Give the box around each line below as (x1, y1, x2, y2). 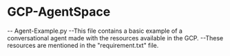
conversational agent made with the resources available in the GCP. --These (7, 33, 224, 42)
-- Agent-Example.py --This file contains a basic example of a (7, 27, 182, 35)
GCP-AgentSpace (7, 4, 111, 20)
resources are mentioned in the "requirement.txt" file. (7, 41, 159, 49)
